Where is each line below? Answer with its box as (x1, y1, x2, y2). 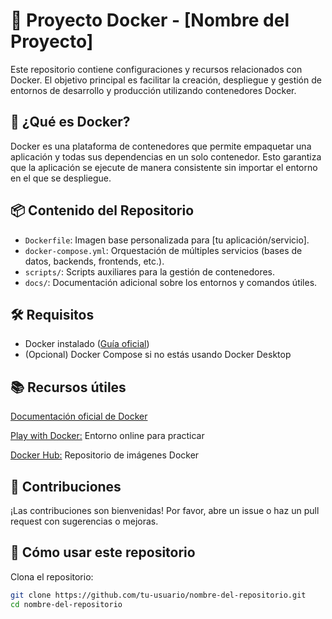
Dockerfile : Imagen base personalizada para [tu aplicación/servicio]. (24, 234, 310, 246)
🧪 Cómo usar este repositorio (10, 544, 196, 561)
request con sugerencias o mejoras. (10, 515, 159, 527)
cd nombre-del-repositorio (10, 599, 123, 609)
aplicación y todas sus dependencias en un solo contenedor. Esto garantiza (10, 150, 322, 163)
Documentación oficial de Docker (10, 410, 148, 423)
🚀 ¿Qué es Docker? (10, 114, 131, 131)
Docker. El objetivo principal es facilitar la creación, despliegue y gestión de (10, 74, 322, 86)
